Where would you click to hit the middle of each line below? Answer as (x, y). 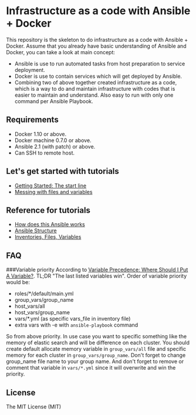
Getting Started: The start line (50, 185)
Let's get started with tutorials (62, 171)
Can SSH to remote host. (45, 153)
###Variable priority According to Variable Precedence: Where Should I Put (97, 270)
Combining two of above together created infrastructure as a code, (96, 82)
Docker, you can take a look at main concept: (61, 52)
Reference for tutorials (48, 210)
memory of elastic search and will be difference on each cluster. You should (98, 342)
